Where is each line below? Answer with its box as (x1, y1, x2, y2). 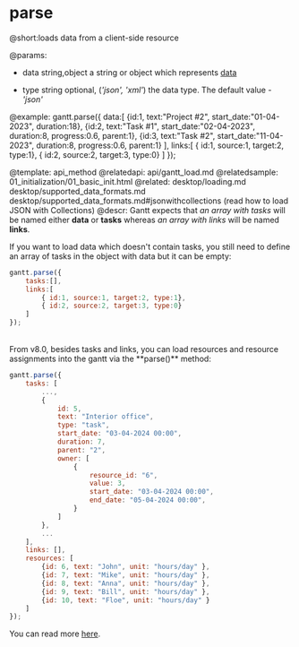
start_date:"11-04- (217, 130, 284, 141)
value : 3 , (89, 479, 126, 488)
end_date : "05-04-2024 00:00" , (89, 496, 206, 505)
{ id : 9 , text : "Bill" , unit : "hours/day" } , (41, 587, 210, 596)
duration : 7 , (56, 437, 106, 446)
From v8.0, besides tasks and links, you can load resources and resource (9, 344, 279, 355)
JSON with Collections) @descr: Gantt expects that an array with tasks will (9, 204, 286, 215)
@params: (9, 49, 47, 60)
